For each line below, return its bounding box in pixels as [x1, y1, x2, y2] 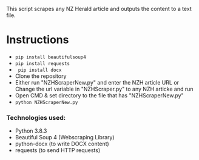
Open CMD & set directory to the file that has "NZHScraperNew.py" [15, 91, 184, 99]
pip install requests [15, 60, 70, 66]
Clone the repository [15, 72, 67, 80]
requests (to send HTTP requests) [15, 147, 101, 154]
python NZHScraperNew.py [15, 99, 78, 105]
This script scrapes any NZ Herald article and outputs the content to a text [6, 5, 192, 12]
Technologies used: [6, 113, 66, 122]
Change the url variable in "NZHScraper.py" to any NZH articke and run [15, 85, 194, 92]
